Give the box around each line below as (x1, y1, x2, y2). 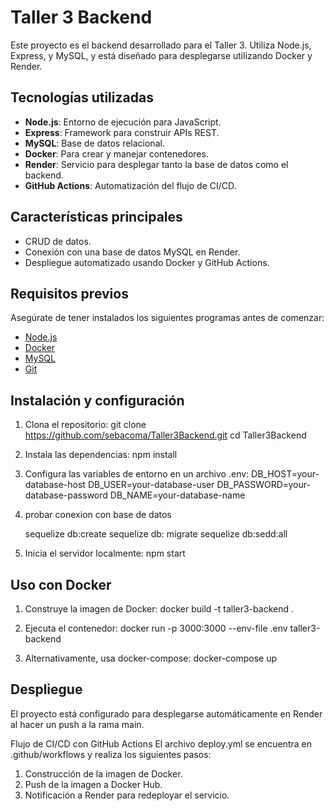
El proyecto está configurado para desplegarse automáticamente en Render (10, 707, 323, 720)
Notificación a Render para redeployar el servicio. (24, 789, 230, 801)
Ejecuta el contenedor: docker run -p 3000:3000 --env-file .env (24, 622, 288, 634)
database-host (24, 479, 86, 491)
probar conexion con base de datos (24, 509, 172, 521)
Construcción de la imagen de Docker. (24, 767, 183, 780)
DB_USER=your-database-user (87, 479, 215, 491)
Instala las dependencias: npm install (24, 449, 178, 461)
